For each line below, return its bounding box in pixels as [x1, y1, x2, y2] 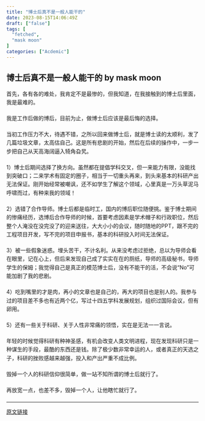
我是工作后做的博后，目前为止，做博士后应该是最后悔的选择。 [6, 114, 162, 122]
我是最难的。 [6, 98, 38, 105]
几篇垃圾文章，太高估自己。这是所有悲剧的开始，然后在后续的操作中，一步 [6, 139, 193, 146]
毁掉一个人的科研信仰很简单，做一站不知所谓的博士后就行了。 [6, 370, 162, 378]
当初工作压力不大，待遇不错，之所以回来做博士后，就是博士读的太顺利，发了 [6, 130, 199, 138]
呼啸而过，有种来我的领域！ [6, 189, 76, 196]
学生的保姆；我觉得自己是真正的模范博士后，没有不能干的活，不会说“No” [6, 263, 189, 271]
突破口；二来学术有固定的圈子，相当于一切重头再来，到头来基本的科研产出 [11, 172, 199, 180]
